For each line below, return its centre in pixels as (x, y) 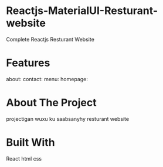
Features (28, 63)
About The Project (51, 103)
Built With (30, 142)
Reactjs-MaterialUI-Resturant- (82, 11)
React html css (24, 158)
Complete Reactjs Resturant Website (50, 39)
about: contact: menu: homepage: (47, 79)
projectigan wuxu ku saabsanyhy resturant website (68, 119)
